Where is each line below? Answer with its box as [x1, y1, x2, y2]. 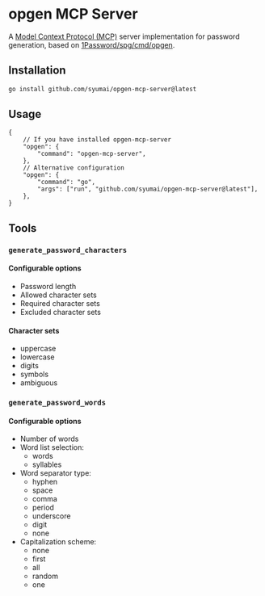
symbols [19, 369, 49, 380]
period [32, 502, 55, 513]
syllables [32, 460, 62, 469]
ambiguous [19, 378, 58, 388]
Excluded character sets [19, 307, 101, 317]
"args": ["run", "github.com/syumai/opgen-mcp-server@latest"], [37, 185, 259, 194]
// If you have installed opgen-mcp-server [23, 136, 172, 144]
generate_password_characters [8, 246, 128, 254]
